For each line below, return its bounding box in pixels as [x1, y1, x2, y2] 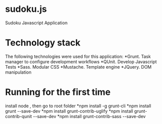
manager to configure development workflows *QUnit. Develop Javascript [5, 58, 157, 65]
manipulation [5, 69, 32, 75]
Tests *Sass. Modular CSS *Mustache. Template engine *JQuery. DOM [5, 64, 152, 70]
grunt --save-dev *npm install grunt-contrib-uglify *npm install [5, 108, 133, 114]
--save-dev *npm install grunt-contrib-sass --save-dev [33, 113, 146, 119]
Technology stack [5, 37, 81, 48]
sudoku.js [5, 3, 47, 15]
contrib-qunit [5, 113, 32, 119]
